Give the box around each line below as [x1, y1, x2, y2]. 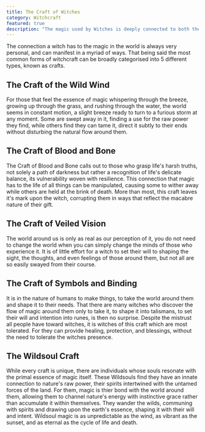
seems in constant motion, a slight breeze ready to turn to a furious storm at [6, 109, 198, 116]
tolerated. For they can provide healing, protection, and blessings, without [6, 327, 192, 334]
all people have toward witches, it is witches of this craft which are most [6, 320, 188, 328]
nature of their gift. [6, 200, 54, 208]
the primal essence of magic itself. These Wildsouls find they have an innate [6, 374, 198, 381]
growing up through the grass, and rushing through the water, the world [6, 102, 187, 110]
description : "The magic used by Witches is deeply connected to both [6, 26, 190, 32]
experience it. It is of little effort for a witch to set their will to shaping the [6, 247, 189, 255]
